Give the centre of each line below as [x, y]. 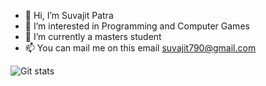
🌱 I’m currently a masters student [93, 36]
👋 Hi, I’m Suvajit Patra [69, 15]
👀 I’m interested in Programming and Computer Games [137, 26]
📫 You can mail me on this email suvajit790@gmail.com [140, 48]
